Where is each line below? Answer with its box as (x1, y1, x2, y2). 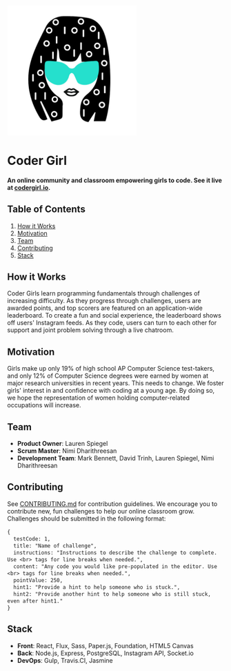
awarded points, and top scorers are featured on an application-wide (7, 304, 203, 312)
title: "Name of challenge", (13, 542, 97, 550)
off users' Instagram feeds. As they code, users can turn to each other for (7, 319, 217, 327)
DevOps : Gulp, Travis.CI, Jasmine (17, 656, 113, 664)
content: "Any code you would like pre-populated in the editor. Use (13, 563, 217, 570)
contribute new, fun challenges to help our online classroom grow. (7, 507, 195, 515)
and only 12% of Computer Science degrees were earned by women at (7, 371, 209, 380)
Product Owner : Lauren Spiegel (17, 440, 108, 448)
